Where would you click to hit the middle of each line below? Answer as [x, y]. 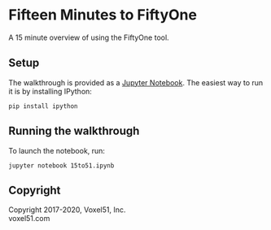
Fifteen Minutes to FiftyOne [103, 15]
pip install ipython [44, 106]
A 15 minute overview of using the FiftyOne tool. [89, 37]
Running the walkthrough [74, 131]
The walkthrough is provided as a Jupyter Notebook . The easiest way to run [136, 82]
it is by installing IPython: [50, 91]
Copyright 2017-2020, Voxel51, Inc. [67, 210]
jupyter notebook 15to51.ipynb [61, 165]
